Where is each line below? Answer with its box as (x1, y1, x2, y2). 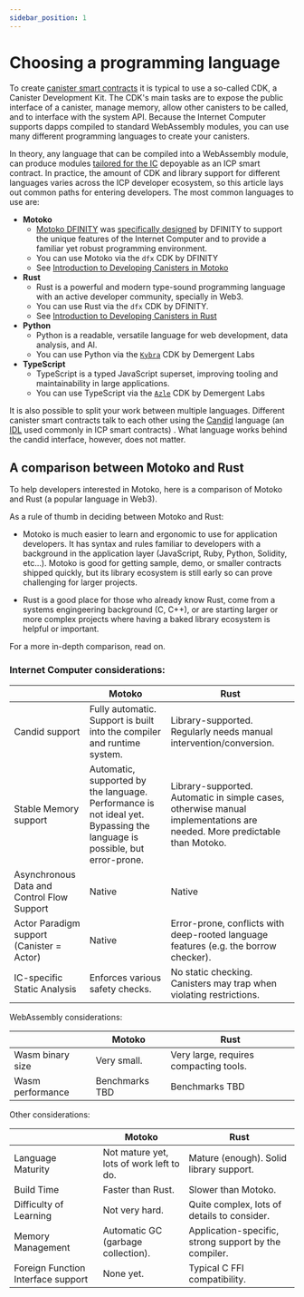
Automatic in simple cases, (170, 791, 285, 804)
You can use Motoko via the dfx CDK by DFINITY (35, 252, 219, 263)
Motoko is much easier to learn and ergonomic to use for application (22, 529, 278, 540)
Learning (14, 1209, 52, 1222)
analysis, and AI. (35, 339, 98, 350)
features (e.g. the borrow (170, 940, 278, 952)
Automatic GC (102, 1224, 163, 1236)
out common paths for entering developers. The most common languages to (9, 187, 294, 198)
